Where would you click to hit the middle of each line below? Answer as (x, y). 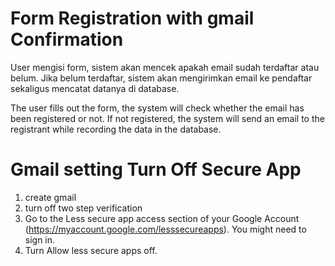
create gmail (50, 197)
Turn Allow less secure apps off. (91, 250)
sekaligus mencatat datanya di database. (95, 88)
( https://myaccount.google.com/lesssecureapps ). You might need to (165, 229)
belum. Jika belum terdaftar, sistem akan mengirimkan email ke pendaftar (161, 78)
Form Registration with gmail (132, 18)
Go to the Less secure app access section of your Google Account (162, 218)
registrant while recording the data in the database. (116, 129)
